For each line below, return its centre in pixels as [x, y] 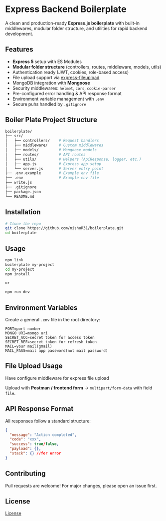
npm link [14, 260]
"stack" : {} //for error [35, 453]
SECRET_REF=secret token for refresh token [51, 342]
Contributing [25, 474]
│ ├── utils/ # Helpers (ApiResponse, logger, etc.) [73, 159]
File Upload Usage [34, 366]
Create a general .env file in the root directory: [53, 320]
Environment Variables [41, 308]
